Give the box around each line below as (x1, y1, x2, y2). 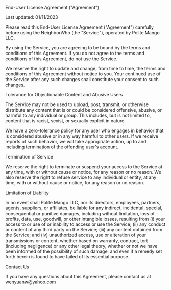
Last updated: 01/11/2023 (5, 14, 58, 20)
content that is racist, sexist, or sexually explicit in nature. (5, 118, 126, 124)
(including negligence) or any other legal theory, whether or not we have (5, 243, 158, 249)
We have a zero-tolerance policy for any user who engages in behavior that (5, 127, 164, 134)
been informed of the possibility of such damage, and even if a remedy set (5, 248, 162, 254)
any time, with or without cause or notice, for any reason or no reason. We (5, 169, 162, 175)
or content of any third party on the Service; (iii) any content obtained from (5, 227, 163, 232)
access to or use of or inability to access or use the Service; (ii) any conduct (5, 221, 166, 227)
